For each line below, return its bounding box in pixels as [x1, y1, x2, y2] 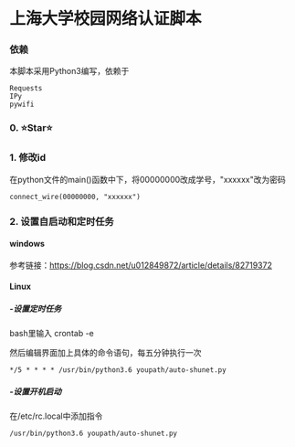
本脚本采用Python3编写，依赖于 [9, 66, 130, 77]
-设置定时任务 [9, 303, 62, 314]
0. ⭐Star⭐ [9, 122, 53, 134]
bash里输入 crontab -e [9, 328, 94, 339]
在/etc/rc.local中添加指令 [9, 410, 103, 421]
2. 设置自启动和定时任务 [9, 215, 114, 228]
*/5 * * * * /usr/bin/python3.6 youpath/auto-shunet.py [9, 366, 227, 375]
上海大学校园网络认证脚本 [9, 8, 203, 29]
